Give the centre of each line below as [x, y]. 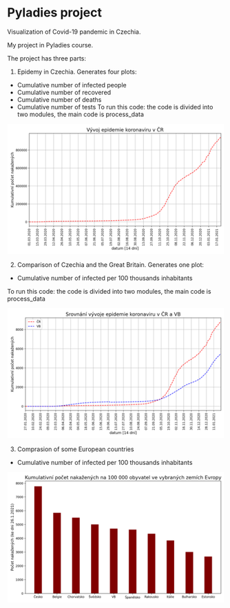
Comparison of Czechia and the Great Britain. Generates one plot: [111, 265]
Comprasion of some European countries [75, 449]
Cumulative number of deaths [59, 99]
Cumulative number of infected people [72, 85]
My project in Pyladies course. [50, 45]
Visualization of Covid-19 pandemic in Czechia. [74, 32]
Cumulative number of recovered [64, 92]
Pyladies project [54, 13]
